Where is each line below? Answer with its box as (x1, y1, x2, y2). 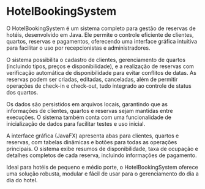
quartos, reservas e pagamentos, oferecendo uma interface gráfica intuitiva (6, 37, 198, 45)
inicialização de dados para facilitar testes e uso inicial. (6, 120, 146, 127)
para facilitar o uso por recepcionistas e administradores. (6, 44, 151, 52)
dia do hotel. (6, 176, 38, 183)
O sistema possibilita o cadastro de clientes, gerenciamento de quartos (6, 56, 185, 63)
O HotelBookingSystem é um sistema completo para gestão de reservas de (6, 25, 196, 32)
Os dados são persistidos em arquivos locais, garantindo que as (6, 100, 168, 108)
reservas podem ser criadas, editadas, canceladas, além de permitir (6, 75, 178, 83)
